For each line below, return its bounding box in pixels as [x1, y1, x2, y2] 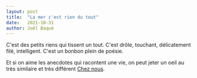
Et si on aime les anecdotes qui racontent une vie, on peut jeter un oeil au [6, 59, 185, 66]
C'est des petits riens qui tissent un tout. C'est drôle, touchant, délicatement [6, 41, 191, 48]
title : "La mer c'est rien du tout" [6, 14, 99, 20]
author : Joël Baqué [6, 25, 54, 31]
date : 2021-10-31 [6, 19, 54, 25]
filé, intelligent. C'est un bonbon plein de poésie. [6, 48, 124, 55]
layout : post [6, 8, 38, 15]
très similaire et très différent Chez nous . [6, 66, 105, 73]
